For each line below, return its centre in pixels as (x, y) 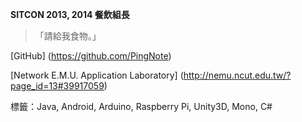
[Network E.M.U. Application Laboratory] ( (97, 75)
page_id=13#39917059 (57, 86)
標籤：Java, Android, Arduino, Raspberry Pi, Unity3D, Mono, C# (141, 106)
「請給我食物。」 (68, 36)
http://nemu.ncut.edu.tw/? (237, 75)
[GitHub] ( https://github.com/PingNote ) (91, 56)
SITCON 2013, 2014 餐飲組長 (70, 14)
